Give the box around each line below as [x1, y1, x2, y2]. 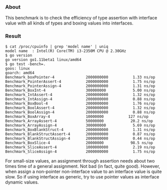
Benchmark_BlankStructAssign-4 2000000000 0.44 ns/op [5, 136, 155, 141]
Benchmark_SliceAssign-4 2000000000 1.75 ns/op [5, 149, 155, 154]
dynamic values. [5, 179, 39, 185]
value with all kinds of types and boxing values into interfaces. [5, 20, 133, 26]
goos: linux [5, 66, 30, 71]
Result [5, 32, 21, 39]
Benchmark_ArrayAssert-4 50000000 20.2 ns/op [5, 118, 153, 123]
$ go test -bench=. [5, 61, 46, 66]
